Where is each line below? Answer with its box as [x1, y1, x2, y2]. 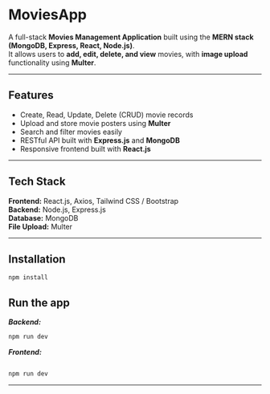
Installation [8, 252, 66, 266]
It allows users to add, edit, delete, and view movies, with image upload [8, 49, 248, 59]
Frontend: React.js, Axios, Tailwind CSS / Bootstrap [8, 196, 179, 205]
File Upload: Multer [8, 221, 73, 231]
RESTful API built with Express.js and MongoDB [19, 135, 181, 145]
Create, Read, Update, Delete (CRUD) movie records [19, 110, 194, 120]
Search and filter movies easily [19, 127, 123, 136]
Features [8, 88, 54, 102]
